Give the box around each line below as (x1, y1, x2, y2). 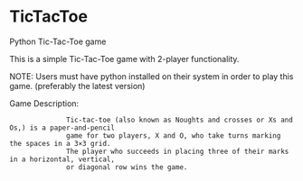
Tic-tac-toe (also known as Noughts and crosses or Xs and (66, 115, 294, 124)
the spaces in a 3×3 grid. (9, 139, 111, 148)
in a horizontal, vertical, (9, 155, 116, 164)
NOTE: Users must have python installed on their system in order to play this (9, 70, 294, 82)
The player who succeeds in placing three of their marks (66, 147, 289, 156)
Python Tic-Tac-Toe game (9, 36, 107, 47)
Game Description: (9, 97, 80, 109)
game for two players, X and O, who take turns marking (66, 131, 281, 140)
